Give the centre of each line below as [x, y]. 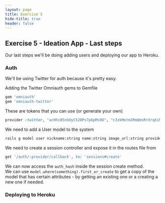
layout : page [18, 10]
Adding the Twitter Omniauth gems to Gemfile [52, 88]
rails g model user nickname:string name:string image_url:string [74, 138]
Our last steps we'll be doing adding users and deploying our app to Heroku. [82, 55]
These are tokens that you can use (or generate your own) [64, 111]
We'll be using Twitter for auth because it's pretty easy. [61, 79]
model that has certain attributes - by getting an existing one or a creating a [82, 176]
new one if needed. [25, 182]
